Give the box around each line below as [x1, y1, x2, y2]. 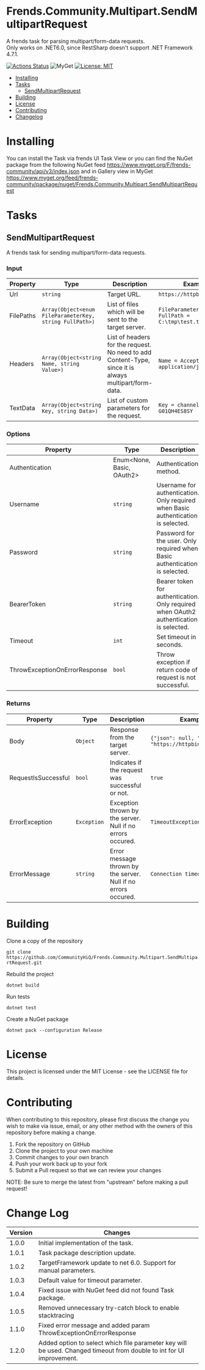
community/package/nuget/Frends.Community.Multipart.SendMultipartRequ [6, 180, 198, 187]
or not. [109, 789, 129, 797]
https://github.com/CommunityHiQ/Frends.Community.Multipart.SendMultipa [6, 954, 198, 960]
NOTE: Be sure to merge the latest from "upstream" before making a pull [6, 1178, 189, 1186]
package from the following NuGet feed [6, 161, 106, 169]
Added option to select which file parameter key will [38, 1338, 187, 1347]
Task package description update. [38, 1249, 136, 1257]
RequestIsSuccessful [9, 774, 70, 782]
